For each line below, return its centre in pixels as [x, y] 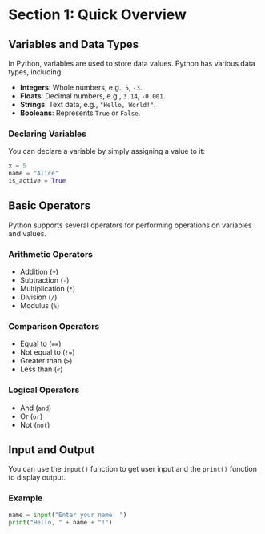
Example [26, 498]
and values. [27, 233]
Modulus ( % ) [40, 306]
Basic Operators [49, 206]
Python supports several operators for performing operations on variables [130, 225]
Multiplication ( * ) [48, 289]
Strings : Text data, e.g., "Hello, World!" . [88, 104]
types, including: [36, 72]
